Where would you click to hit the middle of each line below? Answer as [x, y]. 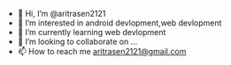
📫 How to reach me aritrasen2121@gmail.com [102, 51]
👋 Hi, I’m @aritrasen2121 [62, 14]
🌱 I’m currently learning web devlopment [92, 32]
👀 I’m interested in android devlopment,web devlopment [119, 23]
